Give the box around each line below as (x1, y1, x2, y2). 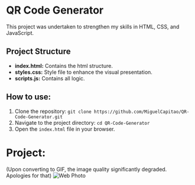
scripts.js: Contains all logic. (14, 74, 85, 82)
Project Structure (6, 47, 71, 57)
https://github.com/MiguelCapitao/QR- (93, 109, 190, 115)
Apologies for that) (6, 172, 52, 179)
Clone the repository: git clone (14, 108, 92, 115)
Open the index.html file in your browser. (14, 125, 115, 132)
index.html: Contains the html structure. (14, 62, 113, 69)
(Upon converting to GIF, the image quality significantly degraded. (6, 165, 167, 173)
